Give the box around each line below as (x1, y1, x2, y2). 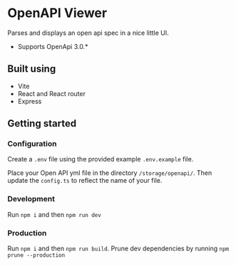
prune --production (7, 252, 66, 259)
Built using (7, 63, 56, 75)
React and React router (17, 89, 86, 97)
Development (7, 194, 56, 204)
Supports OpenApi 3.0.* (17, 42, 88, 50)
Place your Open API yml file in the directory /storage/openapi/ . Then (7, 169, 212, 177)
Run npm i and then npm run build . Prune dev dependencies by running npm (7, 244, 230, 253)
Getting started (7, 117, 77, 129)
